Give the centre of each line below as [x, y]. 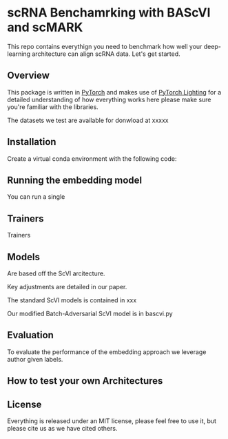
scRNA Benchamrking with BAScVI [109, 13]
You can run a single [36, 197]
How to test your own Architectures [85, 381]
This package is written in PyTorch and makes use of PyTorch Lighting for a [114, 92]
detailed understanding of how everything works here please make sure [109, 99]
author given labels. [35, 359]
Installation [32, 142]
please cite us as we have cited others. [62, 429]
